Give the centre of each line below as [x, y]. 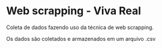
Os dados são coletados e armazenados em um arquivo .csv [81, 39]
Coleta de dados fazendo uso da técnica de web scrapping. [80, 27]
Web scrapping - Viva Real [74, 11]
